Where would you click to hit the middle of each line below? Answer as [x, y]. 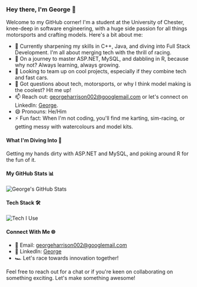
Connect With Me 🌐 [31, 231]
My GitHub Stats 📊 [30, 174]
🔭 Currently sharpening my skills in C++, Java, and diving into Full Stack [102, 46]
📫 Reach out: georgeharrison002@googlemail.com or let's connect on [101, 97]
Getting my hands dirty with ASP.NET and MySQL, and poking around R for [97, 154]
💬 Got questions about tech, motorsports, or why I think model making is [103, 84]
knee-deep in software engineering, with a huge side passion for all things [97, 28]
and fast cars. [31, 78]
